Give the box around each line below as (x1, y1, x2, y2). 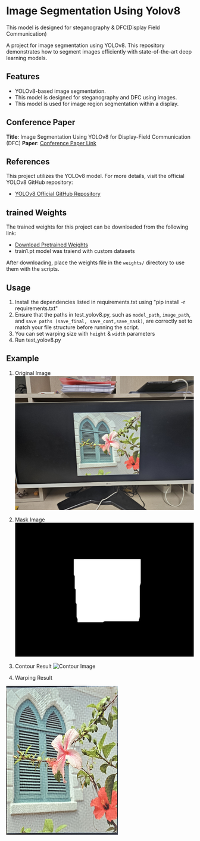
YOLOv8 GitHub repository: (6, 179, 73, 186)
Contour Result (14, 662, 52, 670)
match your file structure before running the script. (14, 324, 140, 331)
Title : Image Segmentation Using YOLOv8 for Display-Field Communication (6, 133, 190, 140)
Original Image (14, 369, 51, 376)
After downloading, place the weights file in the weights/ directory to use (6, 259, 185, 266)
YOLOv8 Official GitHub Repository (14, 190, 101, 198)
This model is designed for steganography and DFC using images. (14, 93, 177, 101)
